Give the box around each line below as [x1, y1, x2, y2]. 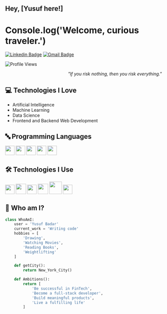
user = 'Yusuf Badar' [14, 222, 59, 227]
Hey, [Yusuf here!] [5, 4, 63, 13]
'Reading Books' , [23, 245, 59, 250]
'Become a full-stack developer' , [31, 291, 103, 296]
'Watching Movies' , [23, 240, 64, 245]
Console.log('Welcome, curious [5, 24, 139, 36]
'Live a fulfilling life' [31, 300, 85, 305]
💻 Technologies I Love [5, 86, 77, 94]
